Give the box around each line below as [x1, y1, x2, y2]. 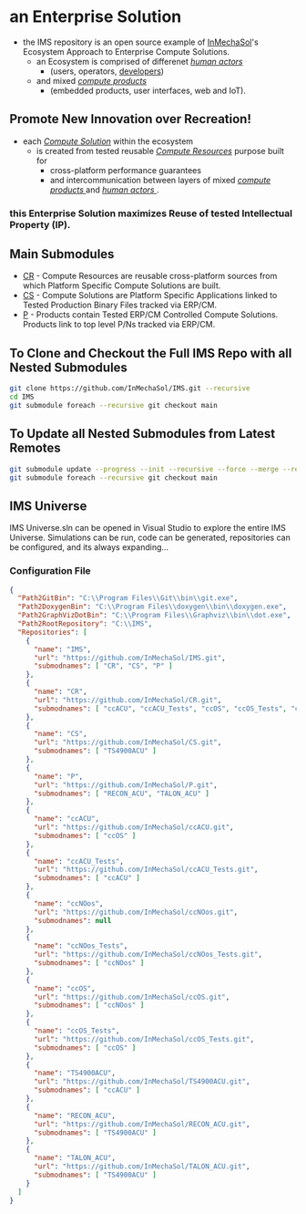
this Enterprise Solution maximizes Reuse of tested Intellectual [9, 207, 293, 220]
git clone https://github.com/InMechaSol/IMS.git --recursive [9, 384, 250, 393]
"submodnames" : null [33, 916, 112, 925]
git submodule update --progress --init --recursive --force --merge [9, 464, 280, 473]
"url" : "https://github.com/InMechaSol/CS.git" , [33, 738, 222, 747]
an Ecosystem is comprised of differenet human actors [36, 56, 243, 67]
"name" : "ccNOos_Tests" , [33, 941, 128, 950]
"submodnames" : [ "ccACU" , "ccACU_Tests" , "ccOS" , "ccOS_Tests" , [33, 704, 287, 713]
